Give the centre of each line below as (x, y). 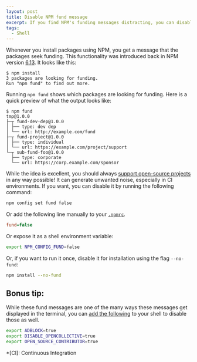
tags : (13, 28)
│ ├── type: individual (35, 142)
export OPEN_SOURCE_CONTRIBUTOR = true (52, 342)
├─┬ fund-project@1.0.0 (35, 137)
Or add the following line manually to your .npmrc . (66, 214)
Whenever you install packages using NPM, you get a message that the (92, 50)
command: (19, 192)
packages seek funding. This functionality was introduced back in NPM (92, 56)
